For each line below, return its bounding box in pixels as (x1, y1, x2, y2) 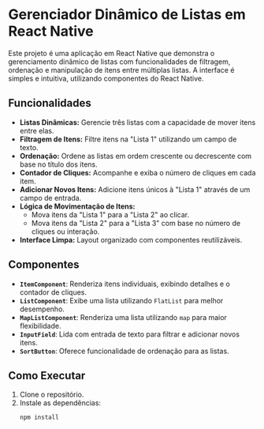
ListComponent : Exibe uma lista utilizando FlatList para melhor (19, 295, 224, 305)
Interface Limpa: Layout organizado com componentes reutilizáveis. (19, 235, 243, 244)
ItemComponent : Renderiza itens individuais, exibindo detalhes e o (19, 279, 231, 288)
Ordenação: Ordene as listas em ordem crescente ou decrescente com (19, 151, 252, 160)
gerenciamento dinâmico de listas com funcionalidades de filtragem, (8, 57, 231, 66)
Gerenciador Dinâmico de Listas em (8, 6, 246, 24)
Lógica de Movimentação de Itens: (19, 201, 136, 211)
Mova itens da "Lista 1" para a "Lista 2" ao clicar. (31, 209, 190, 219)
